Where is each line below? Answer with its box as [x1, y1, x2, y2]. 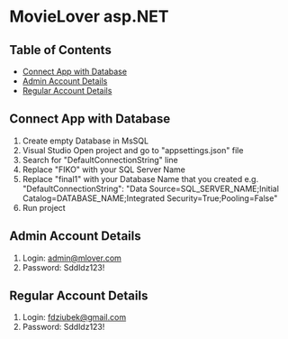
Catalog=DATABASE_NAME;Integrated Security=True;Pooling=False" [22, 192, 278, 204]
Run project [22, 202, 66, 213]
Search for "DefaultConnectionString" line [22, 154, 178, 165]
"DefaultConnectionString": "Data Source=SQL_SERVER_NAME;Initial [22, 183, 279, 194]
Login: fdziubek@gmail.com [22, 312, 127, 323]
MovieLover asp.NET [9, 6, 169, 27]
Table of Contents [9, 42, 112, 58]
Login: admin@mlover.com [22, 252, 121, 263]
